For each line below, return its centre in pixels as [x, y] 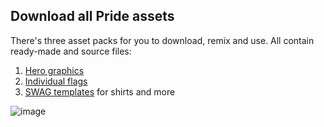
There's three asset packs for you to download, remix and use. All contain [162, 40]
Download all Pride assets [92, 16]
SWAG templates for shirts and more [100, 91]
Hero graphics [54, 70]
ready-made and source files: [71, 51]
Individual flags [56, 81]
